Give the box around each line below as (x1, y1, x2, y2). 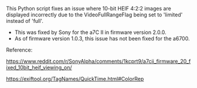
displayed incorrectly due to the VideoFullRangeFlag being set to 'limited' (6, 11, 183, 18)
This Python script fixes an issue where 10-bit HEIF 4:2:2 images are (6, 5, 171, 12)
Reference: (6, 46, 33, 53)
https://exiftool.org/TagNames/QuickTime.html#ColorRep (6, 76, 144, 82)
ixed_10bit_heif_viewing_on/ (6, 64, 72, 71)
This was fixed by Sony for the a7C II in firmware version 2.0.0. (14, 29, 167, 36)
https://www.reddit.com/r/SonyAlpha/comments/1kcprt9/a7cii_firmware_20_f (6, 58, 191, 65)
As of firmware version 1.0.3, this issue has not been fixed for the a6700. (14, 35, 190, 42)
